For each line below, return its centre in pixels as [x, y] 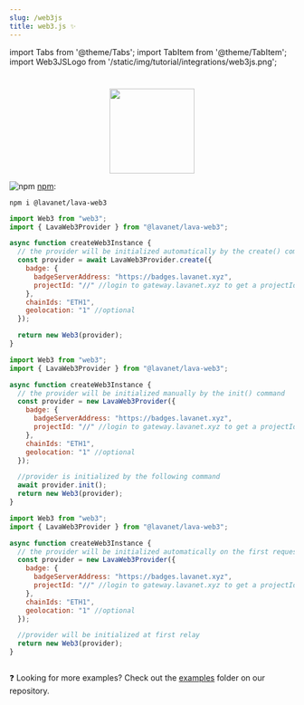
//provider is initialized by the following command [119, 477]
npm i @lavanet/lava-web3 [58, 203]
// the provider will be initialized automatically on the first [143, 552]
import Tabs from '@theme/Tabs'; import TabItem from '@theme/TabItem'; [148, 52]
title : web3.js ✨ [43, 26]
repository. [29, 691]
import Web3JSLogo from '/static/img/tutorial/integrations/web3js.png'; [143, 62]
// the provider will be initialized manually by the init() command [151, 393]
